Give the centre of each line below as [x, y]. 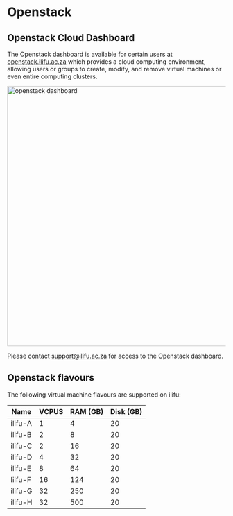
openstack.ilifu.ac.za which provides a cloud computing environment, [106, 62]
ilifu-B [21, 434]
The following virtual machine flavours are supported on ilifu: [94, 394]
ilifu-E [21, 468]
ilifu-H [21, 502]
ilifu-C [21, 446]
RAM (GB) [87, 411]
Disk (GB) [126, 411]
